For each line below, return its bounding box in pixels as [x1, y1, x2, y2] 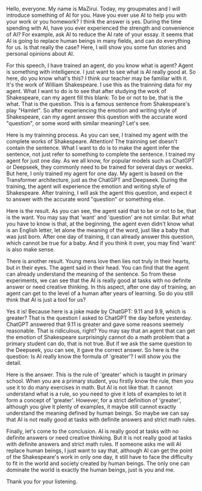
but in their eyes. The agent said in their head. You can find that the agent [6, 264, 189, 271]
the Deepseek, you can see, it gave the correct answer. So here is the [6, 346, 179, 353]
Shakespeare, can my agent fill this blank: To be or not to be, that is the [6, 94, 183, 101]
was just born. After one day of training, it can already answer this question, [6, 233, 195, 240]
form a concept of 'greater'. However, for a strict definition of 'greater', [6, 397, 181, 404]
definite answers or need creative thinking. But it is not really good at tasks [6, 434, 192, 441]
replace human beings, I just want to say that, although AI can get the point [6, 447, 193, 454]
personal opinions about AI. [6, 50, 75, 57]
